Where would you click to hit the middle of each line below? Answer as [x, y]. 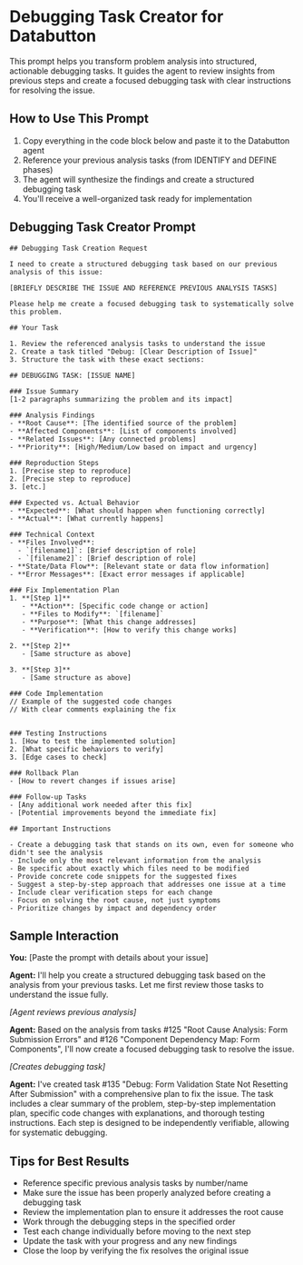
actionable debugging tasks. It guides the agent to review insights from [142, 71]
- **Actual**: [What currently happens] [87, 518]
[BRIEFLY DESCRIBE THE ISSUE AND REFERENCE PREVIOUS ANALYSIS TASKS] [144, 288]
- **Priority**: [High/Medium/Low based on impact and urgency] [133, 447]
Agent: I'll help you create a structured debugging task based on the [137, 975]
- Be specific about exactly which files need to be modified [129, 868]
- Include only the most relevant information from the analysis [135, 861]
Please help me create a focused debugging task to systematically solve [152, 304]
